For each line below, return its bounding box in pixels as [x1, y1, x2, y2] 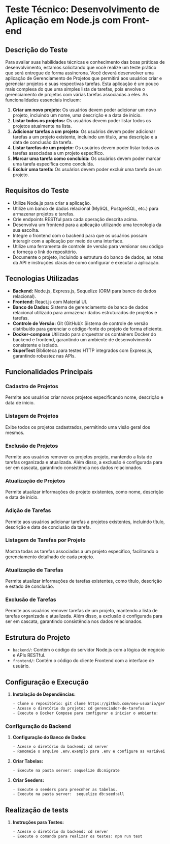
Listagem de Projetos [5, 413, 59, 420]
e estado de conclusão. [5, 583, 54, 589]
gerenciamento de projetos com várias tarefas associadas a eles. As [5, 92, 148, 97]
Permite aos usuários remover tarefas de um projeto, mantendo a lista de [5, 608, 158, 614]
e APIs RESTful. [12, 652, 46, 658]
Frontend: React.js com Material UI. [12, 298, 88, 305]
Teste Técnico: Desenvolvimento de [5, 4, 160, 15]
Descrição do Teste [5, 45, 68, 54]
